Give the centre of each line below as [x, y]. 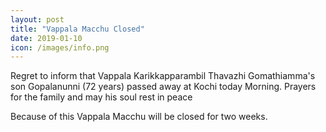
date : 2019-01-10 [46, 38]
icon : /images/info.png [60, 47]
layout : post [37, 19]
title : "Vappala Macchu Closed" [77, 29]
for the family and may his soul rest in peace [101, 97]
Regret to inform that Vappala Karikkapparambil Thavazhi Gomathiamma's [163, 76]
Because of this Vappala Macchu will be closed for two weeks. [139, 117]
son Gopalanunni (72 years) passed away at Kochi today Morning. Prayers [163, 87]
